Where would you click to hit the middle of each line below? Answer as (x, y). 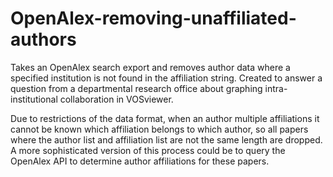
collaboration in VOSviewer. (116, 99)
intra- (276, 88)
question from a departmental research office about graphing (136, 88)
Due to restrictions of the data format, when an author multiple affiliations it (165, 118)
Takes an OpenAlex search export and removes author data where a (150, 67)
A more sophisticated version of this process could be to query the (148, 150)
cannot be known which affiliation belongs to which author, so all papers (159, 129)
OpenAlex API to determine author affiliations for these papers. (140, 161)
